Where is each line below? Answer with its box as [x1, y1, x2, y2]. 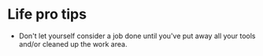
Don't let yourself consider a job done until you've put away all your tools [18, 31, 256, 40]
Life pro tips [7, 5, 87, 23]
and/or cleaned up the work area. [18, 39, 128, 48]
